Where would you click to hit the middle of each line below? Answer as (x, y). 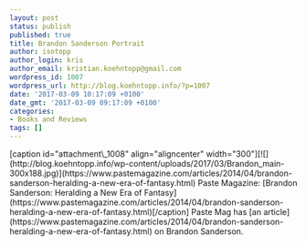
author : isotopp (40, 52)
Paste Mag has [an (227, 212)
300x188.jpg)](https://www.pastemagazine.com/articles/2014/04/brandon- (151, 173)
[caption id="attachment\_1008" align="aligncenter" (107, 154)
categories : (32, 111)
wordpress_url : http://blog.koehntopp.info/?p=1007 (110, 86)
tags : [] (26, 128)
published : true (40, 35)
